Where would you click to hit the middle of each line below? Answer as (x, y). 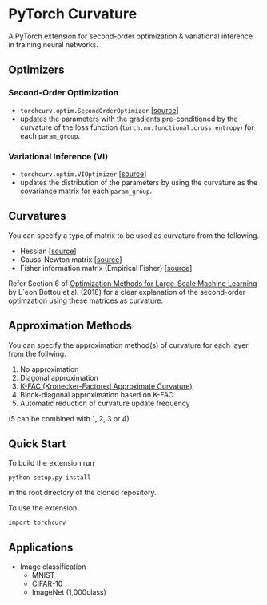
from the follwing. (37, 353)
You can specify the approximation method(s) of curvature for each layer (129, 345)
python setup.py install (50, 478)
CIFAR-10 (47, 584)
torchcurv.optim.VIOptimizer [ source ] (83, 174)
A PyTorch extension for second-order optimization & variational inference (131, 36)
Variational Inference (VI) (58, 156)
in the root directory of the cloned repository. (82, 493)
